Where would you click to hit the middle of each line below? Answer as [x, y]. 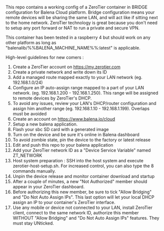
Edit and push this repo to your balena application [63, 145]
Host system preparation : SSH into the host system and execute [78, 161]
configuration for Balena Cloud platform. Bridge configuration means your [80, 12]
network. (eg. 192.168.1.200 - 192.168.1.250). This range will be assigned [85, 93]
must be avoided [30, 114]
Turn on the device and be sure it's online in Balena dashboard [76, 135]
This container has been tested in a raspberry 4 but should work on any [78, 37]
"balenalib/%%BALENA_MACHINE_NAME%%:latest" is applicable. [73, 48]
